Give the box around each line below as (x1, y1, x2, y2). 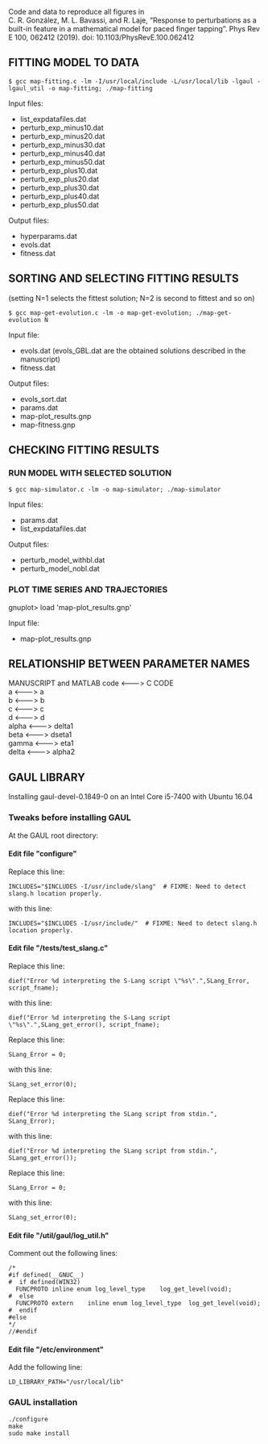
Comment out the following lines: (8, 1249, 118, 1258)
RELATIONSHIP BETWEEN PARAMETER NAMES (8, 657, 250, 671)
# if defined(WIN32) (8, 1279, 81, 1287)
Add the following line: (8, 1362, 83, 1372)
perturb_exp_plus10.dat (19, 165, 98, 175)
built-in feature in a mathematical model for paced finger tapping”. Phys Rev (8, 24, 260, 33)
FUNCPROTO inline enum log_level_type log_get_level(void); (15, 1285, 232, 1294)
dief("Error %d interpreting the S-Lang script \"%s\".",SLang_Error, (8, 977, 250, 985)
